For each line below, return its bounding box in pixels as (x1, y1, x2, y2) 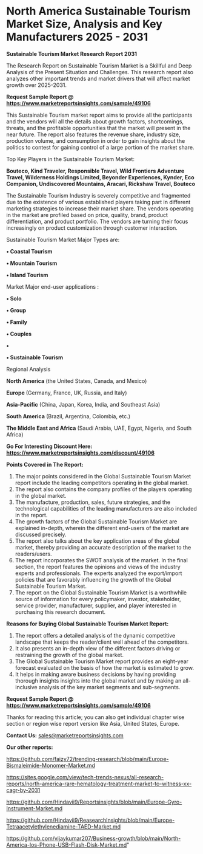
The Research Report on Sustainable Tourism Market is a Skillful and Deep (6, 62, 192, 69)
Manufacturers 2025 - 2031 (6, 30, 148, 44)
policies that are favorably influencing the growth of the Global (15, 576, 171, 583)
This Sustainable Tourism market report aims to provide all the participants (6, 111, 193, 119)
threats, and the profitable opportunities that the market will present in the (6, 124, 191, 131)
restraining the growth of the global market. (15, 651, 124, 658)
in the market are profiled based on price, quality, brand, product (6, 211, 168, 218)
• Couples (6, 330, 32, 337)
